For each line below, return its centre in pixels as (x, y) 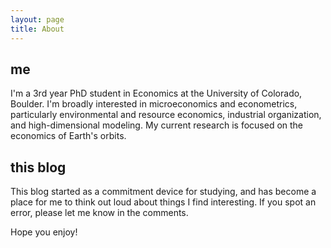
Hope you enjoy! (44, 232)
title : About (37, 29)
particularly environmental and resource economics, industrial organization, (166, 115)
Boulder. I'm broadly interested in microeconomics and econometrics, (154, 104)
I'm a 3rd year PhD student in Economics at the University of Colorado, (156, 93)
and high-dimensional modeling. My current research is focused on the (157, 125)
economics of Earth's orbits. (68, 136)
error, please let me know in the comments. (99, 213)
